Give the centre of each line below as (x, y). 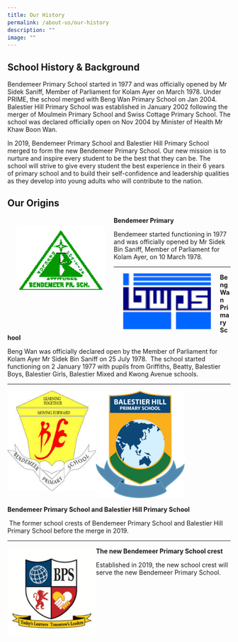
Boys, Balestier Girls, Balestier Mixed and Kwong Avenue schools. (103, 374)
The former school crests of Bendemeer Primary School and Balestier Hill (116, 523)
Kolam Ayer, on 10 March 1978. (158, 256)
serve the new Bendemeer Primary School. (159, 572)
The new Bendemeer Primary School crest (159, 551)
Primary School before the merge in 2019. (68, 531)
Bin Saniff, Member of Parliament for (167, 249)
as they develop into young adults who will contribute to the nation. (105, 181)
